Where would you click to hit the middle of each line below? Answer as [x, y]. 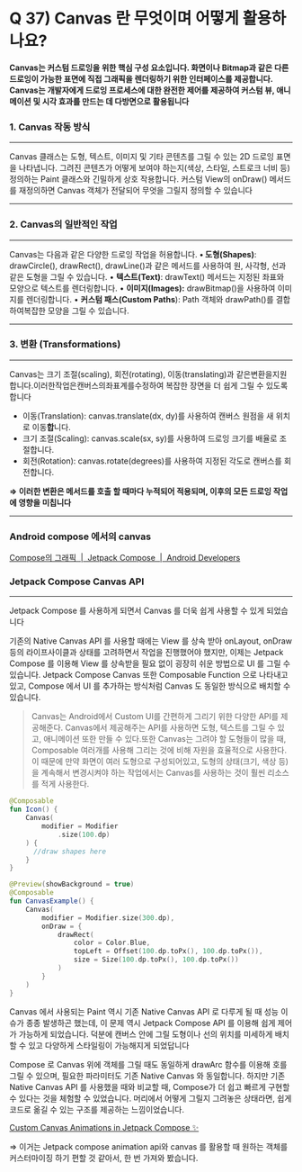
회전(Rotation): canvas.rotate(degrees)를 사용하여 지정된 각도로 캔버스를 [152, 461]
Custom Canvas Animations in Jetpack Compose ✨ [104, 1127]
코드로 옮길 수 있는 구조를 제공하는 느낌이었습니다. [97, 1109]
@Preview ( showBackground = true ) [72, 884]
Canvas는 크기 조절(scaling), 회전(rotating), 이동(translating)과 [122, 374]
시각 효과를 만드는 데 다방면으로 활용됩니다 [115, 101]
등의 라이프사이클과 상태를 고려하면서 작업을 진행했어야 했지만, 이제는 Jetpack [147, 653]
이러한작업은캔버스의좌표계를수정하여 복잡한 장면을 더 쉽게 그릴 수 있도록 [160, 385]
